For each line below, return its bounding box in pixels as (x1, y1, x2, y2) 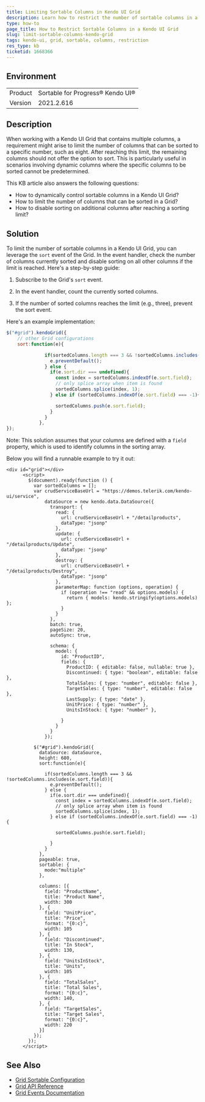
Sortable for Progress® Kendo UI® (38, 88, 135, 97)
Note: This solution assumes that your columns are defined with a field (6, 437, 187, 444)
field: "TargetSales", (45, 1006, 103, 1012)
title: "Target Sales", (45, 1011, 105, 1018)
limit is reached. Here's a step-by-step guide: (6, 264, 120, 272)
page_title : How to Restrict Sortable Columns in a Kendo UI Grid (6, 26, 179, 32)
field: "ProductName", (45, 888, 103, 895)
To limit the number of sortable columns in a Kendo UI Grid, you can (6, 245, 177, 252)
